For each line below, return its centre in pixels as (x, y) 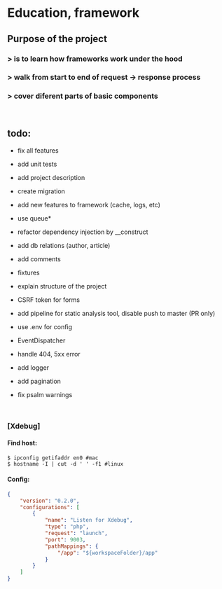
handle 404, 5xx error (49, 354)
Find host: (22, 443)
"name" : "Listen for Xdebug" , (89, 520)
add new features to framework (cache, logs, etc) (89, 205)
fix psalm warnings (45, 394)
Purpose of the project (57, 39)
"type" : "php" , (67, 527)
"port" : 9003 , (65, 540)
